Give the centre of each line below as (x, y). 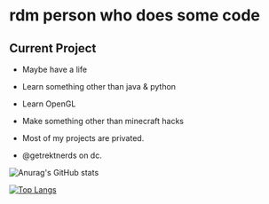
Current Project (53, 48)
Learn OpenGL (49, 104)
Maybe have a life (54, 69)
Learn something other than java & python (99, 86)
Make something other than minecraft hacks (103, 121)
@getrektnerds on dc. (62, 155)
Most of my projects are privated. (83, 138)
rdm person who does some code (134, 16)
